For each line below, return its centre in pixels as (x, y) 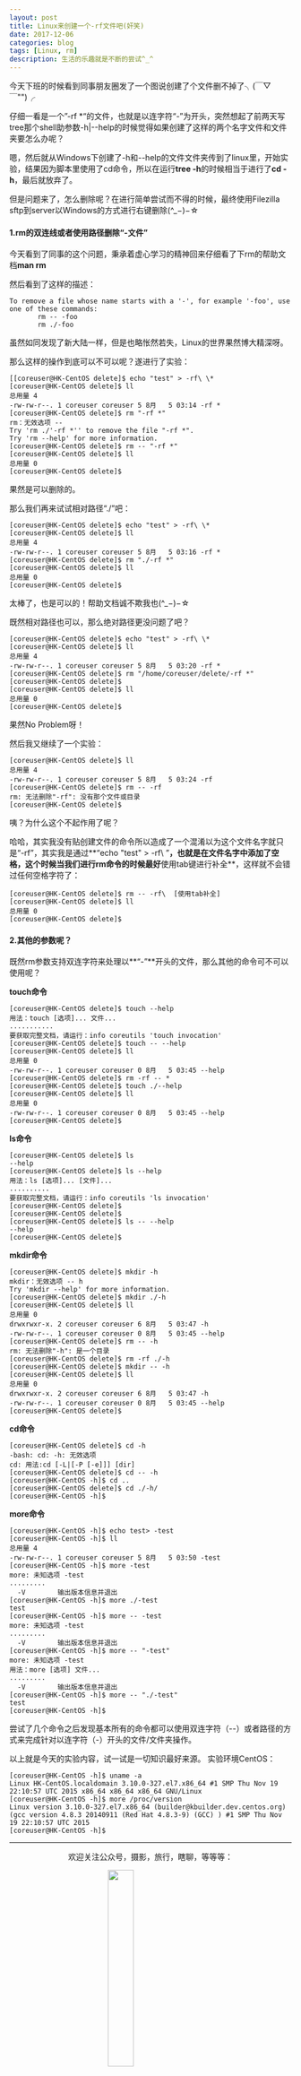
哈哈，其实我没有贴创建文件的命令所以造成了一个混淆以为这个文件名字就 (142, 842)
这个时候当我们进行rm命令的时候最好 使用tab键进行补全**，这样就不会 (154, 864)
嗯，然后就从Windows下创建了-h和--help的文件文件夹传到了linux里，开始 (145, 157)
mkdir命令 (28, 1255)
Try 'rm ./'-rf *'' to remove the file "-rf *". (102, 431)
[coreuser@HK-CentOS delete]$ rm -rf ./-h (90, 1359)
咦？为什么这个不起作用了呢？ (64, 823)
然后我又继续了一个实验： (56, 744)
